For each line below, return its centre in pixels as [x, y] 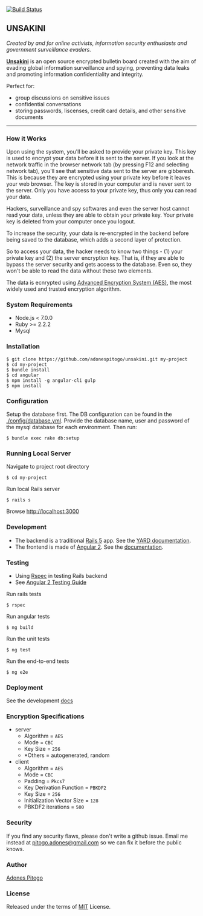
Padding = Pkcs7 [44, 781]
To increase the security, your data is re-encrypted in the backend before [98, 233]
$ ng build [20, 627]
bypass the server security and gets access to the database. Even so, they [99, 265]
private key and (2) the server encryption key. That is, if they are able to [95, 258]
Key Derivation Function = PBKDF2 [65, 788]
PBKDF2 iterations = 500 [54, 807]
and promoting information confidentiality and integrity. [75, 74]
